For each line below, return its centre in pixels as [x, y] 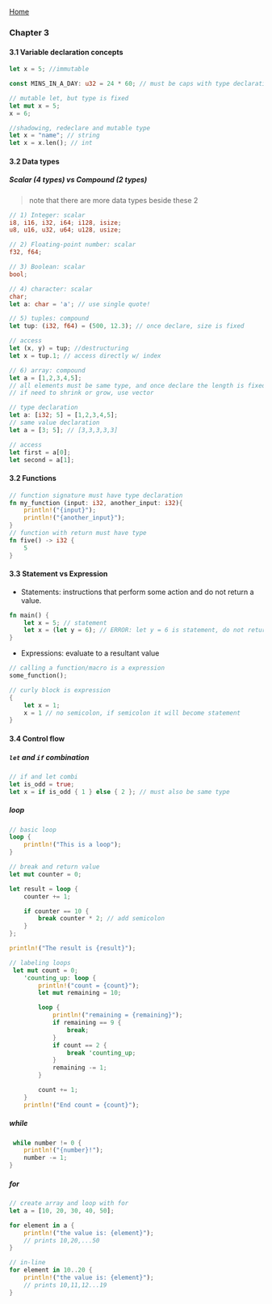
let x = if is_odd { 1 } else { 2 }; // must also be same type [119, 792]
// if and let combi [44, 776]
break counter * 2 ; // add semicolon [101, 919]
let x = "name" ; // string [54, 136]
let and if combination [49, 757]
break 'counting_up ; [101, 1053]
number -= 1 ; [46, 1158]
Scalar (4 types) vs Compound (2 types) [78, 180]
